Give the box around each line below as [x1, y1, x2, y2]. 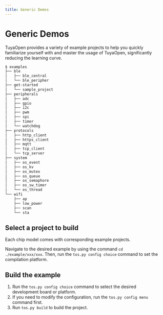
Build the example [5, 270, 61, 279]
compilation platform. [5, 257, 48, 263]
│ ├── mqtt [5, 142, 32, 147]
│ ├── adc [5, 96, 29, 101]
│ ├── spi [5, 115, 29, 120]
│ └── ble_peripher [5, 78, 49, 83]
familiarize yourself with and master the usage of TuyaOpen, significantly [5, 49, 152, 55]
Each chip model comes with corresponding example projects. [5, 237, 131, 242]
